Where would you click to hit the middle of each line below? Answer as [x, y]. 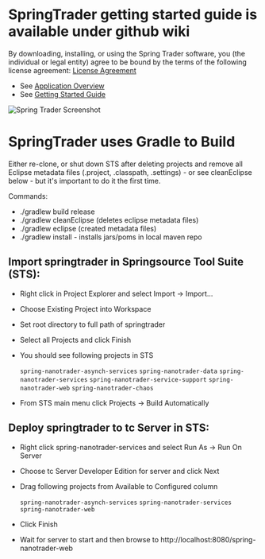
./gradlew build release [57, 212]
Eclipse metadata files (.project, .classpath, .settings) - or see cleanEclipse [130, 172]
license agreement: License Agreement [72, 70]
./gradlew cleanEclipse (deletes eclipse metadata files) [109, 219]
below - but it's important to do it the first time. [84, 181]
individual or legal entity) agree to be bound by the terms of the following [128, 62]
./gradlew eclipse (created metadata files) [88, 228]
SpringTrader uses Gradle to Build [122, 142]
